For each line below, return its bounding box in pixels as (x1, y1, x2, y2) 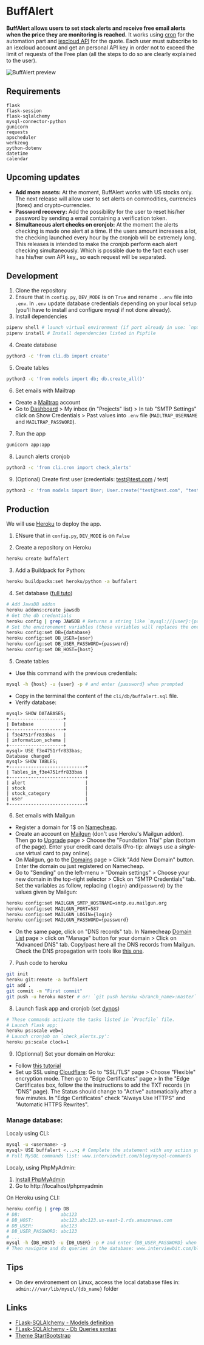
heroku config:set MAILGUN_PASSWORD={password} (6, 917, 129, 923)
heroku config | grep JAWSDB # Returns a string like (6, 618, 146, 624)
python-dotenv (6, 145, 42, 151)
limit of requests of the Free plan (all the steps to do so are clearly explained (6, 50, 197, 57)
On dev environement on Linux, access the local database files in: (15, 1278, 180, 1286)
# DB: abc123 (6, 1211, 78, 1218)
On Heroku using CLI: (6, 1194, 60, 1201)
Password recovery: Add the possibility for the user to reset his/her (15, 208, 185, 215)
